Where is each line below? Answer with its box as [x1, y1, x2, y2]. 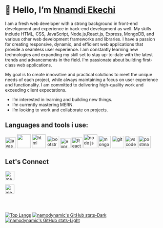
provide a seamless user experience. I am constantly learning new [5, 46, 138, 52]
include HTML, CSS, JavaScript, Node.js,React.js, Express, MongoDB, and [5, 31, 155, 37]
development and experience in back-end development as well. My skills [5, 25, 151, 31]
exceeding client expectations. [5, 87, 67, 93]
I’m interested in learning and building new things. [12, 96, 113, 102]
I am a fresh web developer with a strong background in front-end [5, 21, 138, 26]
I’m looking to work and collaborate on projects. [12, 107, 108, 113]
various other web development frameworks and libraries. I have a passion [5, 36, 155, 42]
